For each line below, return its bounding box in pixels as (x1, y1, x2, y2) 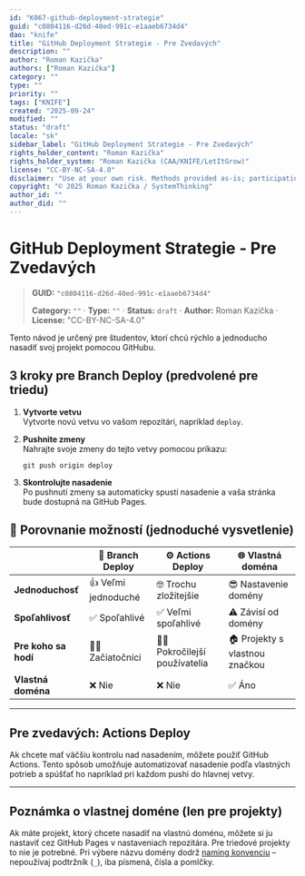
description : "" (9, 47, 71, 56)
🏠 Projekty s (228, 633, 284, 645)
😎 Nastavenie (228, 577, 289, 590)
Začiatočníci (89, 651, 142, 664)
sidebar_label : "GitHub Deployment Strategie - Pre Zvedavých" (9, 140, 254, 149)
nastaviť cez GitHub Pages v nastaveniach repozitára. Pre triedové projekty (9, 837, 290, 849)
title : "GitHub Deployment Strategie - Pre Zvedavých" (9, 38, 221, 48)
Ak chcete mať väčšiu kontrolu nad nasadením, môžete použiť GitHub (9, 750, 270, 761)
